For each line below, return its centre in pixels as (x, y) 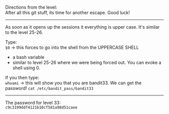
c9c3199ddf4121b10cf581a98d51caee (41, 107)
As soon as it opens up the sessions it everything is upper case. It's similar (82, 27)
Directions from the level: (31, 7)
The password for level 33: (33, 103)
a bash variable (28, 57)
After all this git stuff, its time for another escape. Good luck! (68, 13)
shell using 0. (26, 68)
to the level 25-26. (24, 32)
